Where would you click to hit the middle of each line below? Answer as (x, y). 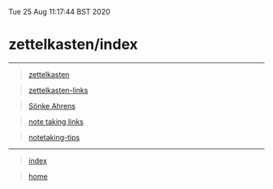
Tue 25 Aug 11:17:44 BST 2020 (60, 12)
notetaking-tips (54, 137)
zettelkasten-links (58, 90)
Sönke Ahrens (52, 105)
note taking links (56, 122)
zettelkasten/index (73, 45)
